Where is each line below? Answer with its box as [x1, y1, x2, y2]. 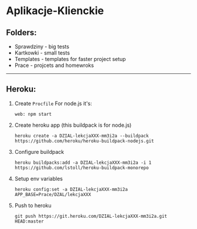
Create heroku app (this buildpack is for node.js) [14, 122, 132, 129]
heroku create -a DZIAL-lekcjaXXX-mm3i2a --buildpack [14, 133, 149, 139]
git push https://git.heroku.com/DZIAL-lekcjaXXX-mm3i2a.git [14, 213, 168, 219]
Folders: [6, 28, 37, 38]
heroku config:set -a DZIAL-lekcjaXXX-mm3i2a [14, 186, 128, 192]
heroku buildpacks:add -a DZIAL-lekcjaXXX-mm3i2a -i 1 [14, 160, 152, 166]
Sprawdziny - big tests [14, 43, 69, 50]
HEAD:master [14, 218, 44, 224]
